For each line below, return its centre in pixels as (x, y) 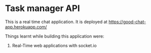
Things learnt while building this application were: (55, 36)
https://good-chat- (127, 22)
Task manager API (42, 8)
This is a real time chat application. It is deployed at (56, 22)
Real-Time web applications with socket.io (54, 45)
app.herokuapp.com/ (26, 26)
